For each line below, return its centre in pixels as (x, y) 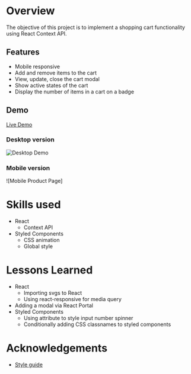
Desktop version (30, 140)
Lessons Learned (50, 270)
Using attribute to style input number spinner (78, 318)
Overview (31, 11)
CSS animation (42, 240)
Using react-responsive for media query (72, 299)
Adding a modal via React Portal (54, 305)
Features (23, 52)
